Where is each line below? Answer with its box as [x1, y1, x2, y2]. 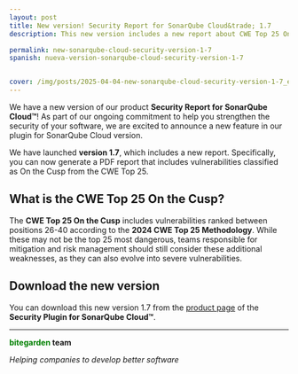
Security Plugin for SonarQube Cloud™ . [9, 311, 156, 322]
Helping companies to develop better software [9, 354, 179, 364]
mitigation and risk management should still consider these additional [9, 243, 263, 253]
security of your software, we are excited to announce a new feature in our [9, 121, 283, 131]
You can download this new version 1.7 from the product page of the [9, 302, 259, 313]
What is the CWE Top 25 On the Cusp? [9, 191, 225, 206]
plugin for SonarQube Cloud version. [9, 130, 144, 140]
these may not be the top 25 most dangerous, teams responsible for [9, 234, 258, 245]
